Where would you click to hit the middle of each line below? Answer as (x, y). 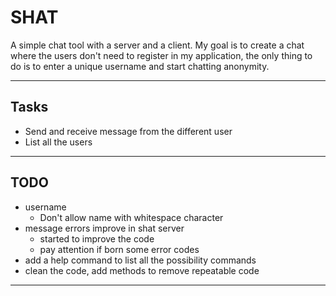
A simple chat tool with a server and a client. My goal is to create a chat (157, 45)
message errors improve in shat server (104, 228)
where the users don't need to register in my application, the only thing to (161, 55)
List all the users (58, 142)
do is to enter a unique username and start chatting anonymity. (140, 66)
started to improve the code (97, 238)
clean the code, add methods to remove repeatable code (142, 270)
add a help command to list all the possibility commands (140, 260)
